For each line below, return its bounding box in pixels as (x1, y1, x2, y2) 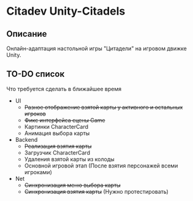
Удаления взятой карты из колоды (24, 155, 115, 163)
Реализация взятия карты (24, 142, 92, 150)
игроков (24, 110, 46, 117)
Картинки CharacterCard (24, 123, 89, 130)
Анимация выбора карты (24, 130, 90, 137)
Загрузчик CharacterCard (24, 148, 91, 156)
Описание (6, 29, 47, 39)
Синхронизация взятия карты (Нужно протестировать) (24, 188, 168, 195)
